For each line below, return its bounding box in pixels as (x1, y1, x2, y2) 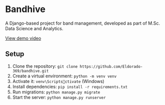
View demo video (5, 35, 42, 41)
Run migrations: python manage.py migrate (12, 89, 100, 95)
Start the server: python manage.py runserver (12, 94, 106, 100)
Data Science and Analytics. (5, 25, 64, 31)
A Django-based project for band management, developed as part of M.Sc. (5, 20, 160, 26)
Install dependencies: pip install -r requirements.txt (12, 83, 128, 89)
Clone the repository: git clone (12, 63, 78, 69)
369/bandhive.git (12, 68, 49, 73)
